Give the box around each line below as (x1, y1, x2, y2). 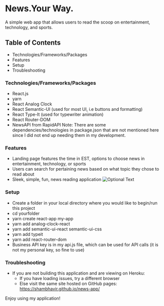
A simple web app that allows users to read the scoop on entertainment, (5, 19, 150, 25)
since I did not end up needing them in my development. (12, 132, 126, 138)
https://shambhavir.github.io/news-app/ (19, 285, 100, 292)
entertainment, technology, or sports (12, 161, 87, 167)
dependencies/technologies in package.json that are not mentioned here (12, 127, 159, 133)
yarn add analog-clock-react (12, 221, 70, 227)
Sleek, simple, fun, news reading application (12, 177, 102, 182)
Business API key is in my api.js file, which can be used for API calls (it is (12, 241, 159, 248)
